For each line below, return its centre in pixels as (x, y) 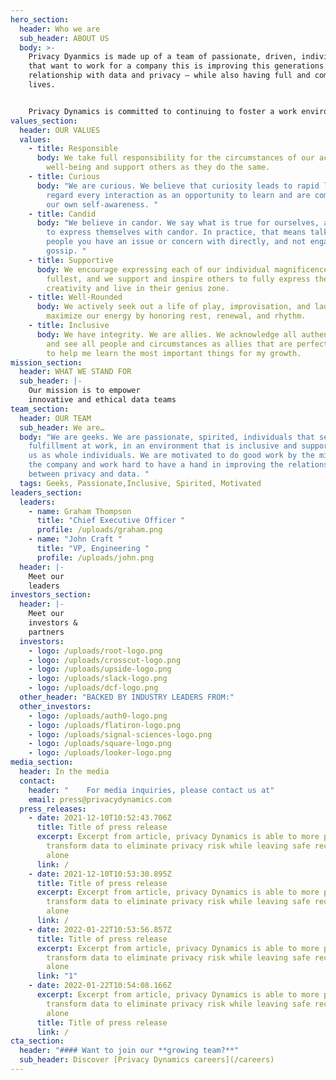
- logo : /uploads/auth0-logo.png (98, 716)
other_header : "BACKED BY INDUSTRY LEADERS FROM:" (127, 697)
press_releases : (53, 809)
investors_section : (51, 595)
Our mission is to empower (84, 391)
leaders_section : (46, 492)
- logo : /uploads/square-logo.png (100, 744)
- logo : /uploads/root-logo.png (95, 651)
